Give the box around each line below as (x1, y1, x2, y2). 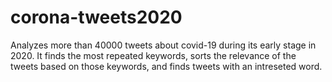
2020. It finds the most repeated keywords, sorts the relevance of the (10, 49, 297, 61)
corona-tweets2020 (10, 6, 183, 29)
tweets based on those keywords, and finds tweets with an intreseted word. (10, 60, 323, 72)
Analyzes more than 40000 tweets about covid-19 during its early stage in (10, 39, 317, 51)
